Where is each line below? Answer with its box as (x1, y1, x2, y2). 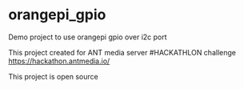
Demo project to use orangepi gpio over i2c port (8, 32, 167, 42)
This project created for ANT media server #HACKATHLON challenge (8, 47, 236, 57)
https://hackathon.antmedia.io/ (8, 56, 110, 66)
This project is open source (8, 71, 98, 81)
